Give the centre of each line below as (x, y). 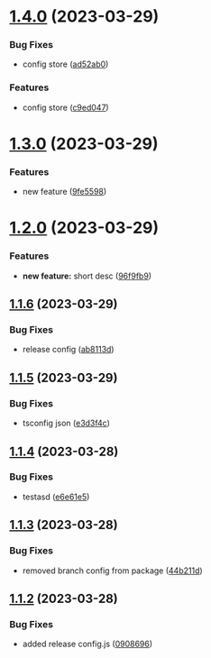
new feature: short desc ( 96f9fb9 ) (87, 276)
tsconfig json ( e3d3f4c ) (66, 423)
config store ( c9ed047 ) (66, 107)
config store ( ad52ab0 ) (65, 64)
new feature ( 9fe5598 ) (64, 192)
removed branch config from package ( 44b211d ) (112, 571)
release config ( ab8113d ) (68, 350)
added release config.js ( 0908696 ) (87, 644)
